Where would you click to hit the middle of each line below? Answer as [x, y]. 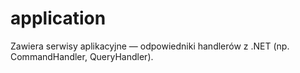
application [58, 18]
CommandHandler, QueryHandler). [82, 56]
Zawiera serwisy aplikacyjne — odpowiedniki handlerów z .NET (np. [150, 46]
